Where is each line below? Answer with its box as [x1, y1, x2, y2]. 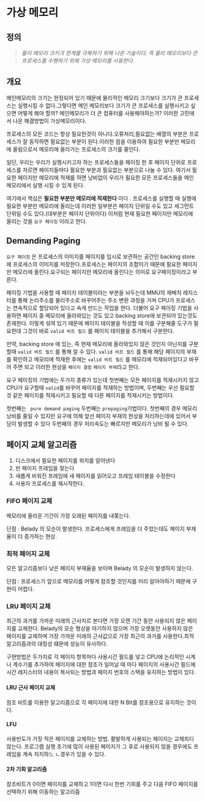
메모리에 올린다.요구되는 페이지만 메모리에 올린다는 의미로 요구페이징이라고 [12, 268, 192, 275]
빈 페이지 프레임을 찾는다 [15, 464, 75, 472]
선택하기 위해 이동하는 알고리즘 [6, 788, 81, 795]
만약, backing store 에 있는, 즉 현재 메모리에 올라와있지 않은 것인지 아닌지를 [6, 340, 188, 347]
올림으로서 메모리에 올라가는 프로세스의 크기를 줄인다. [12, 145, 141, 153]
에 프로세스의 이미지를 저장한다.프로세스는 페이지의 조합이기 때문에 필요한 [6, 260, 182, 267]
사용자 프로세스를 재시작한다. [15, 480, 84, 488]
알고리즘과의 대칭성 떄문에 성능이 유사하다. [6, 640, 108, 648]
